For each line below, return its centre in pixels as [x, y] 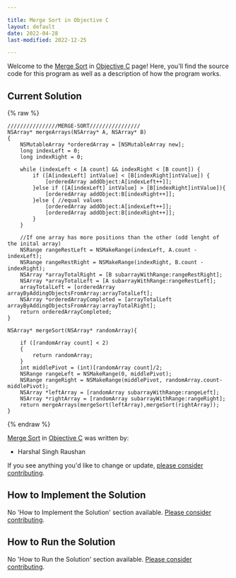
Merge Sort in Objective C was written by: [68, 438]
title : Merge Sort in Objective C [58, 20]
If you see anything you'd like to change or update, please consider [105, 465]
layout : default [31, 27]
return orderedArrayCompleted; [66, 312]
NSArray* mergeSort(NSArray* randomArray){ [72, 331]
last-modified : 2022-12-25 [47, 40]
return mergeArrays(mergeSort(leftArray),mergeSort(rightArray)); [120, 405]
